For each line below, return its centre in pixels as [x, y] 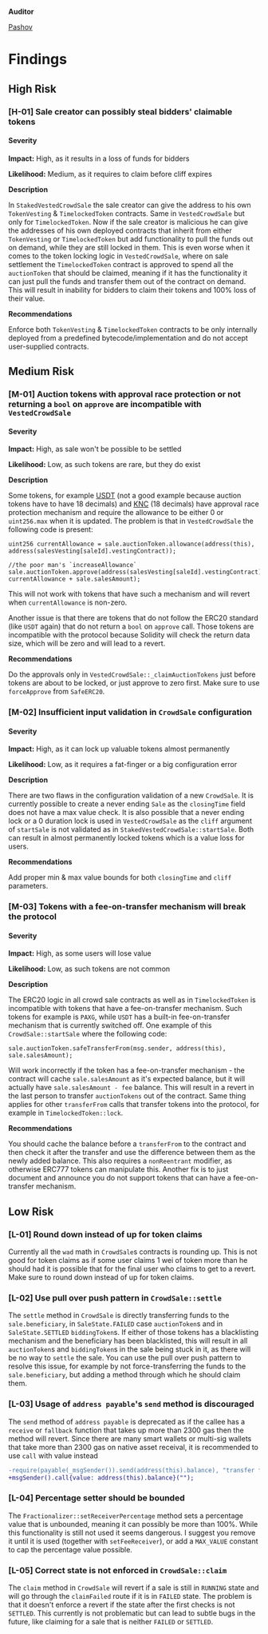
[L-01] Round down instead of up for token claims [105, 1234]
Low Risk [31, 1211]
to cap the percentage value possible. [71, 1549]
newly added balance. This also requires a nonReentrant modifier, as [120, 1161]
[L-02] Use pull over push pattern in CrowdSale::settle [115, 1298]
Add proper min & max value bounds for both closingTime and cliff [120, 877]
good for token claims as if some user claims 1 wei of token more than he [128, 1260]
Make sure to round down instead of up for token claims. [101, 1277]
